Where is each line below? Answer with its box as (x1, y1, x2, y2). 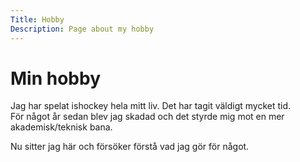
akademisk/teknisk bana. (10, 121, 113, 133)
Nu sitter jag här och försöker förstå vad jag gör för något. (10, 141, 250, 153)
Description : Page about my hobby (10, 24, 155, 34)
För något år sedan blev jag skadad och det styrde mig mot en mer (10, 111, 285, 123)
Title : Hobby (10, 14, 65, 25)
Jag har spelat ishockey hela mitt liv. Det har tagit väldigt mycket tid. (10, 100, 292, 112)
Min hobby (10, 67, 101, 90)
